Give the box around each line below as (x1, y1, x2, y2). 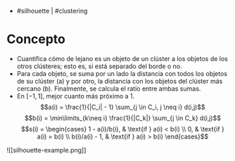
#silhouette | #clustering (16, 7, 88, 15)
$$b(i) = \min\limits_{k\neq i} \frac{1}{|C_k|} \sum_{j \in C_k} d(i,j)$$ (24, 113, 221, 122)
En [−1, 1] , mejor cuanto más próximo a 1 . (16, 91, 135, 100)
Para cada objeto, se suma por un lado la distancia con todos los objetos (16, 69, 228, 77)
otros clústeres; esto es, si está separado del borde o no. (16, 62, 182, 70)
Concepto (6, 32, 66, 47)
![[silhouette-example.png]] (6, 146, 87, 154)
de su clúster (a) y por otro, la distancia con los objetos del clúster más (16, 77, 223, 85)
